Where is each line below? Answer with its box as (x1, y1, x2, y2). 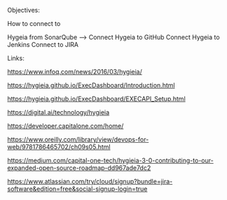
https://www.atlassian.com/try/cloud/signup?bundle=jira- (7, 178, 173, 185)
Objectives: (7, 6, 40, 14)
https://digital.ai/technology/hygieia (7, 108, 110, 116)
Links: (7, 54, 25, 62)
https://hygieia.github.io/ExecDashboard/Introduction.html (7, 81, 175, 90)
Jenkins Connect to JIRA (7, 41, 79, 48)
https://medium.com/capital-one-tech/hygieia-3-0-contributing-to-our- (7, 157, 214, 164)
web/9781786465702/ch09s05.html (7, 143, 111, 151)
